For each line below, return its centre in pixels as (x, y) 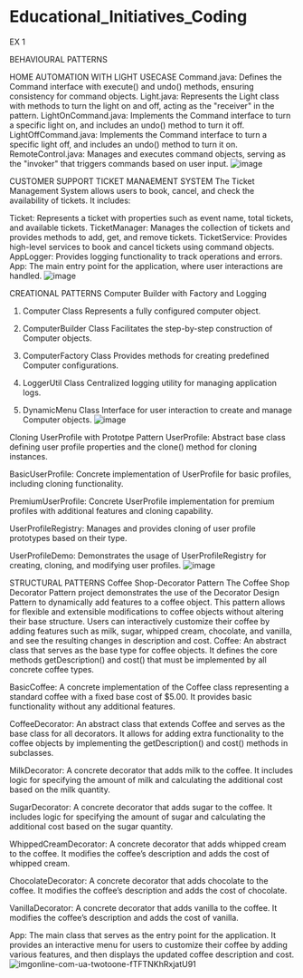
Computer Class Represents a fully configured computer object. (142, 311)
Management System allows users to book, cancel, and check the (132, 190)
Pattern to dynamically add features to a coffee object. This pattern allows (147, 602)
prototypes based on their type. (68, 537)
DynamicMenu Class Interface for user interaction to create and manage (157, 410)
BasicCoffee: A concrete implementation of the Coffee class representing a (149, 687)
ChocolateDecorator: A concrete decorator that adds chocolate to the (139, 880)
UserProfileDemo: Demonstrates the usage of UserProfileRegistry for (138, 556)
